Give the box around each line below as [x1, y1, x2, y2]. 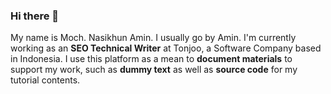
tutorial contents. [10, 74, 81, 86]
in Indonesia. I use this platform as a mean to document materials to [10, 53, 293, 65]
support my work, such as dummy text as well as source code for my [10, 64, 298, 76]
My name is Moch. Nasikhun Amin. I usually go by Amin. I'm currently [10, 32, 297, 44]
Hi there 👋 [10, 9, 60, 23]
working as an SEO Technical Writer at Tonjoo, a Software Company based [10, 42, 322, 54]
